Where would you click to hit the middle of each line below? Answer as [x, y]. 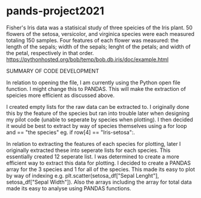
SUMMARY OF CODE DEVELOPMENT [53, 71]
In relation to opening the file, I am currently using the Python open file [94, 83]
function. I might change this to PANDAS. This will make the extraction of [96, 89]
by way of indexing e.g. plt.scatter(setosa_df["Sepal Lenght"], [82, 175]
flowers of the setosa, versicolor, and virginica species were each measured [100, 33]
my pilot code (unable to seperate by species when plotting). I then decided [100, 119]
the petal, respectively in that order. [50, 53]
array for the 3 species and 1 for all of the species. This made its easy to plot [100, 169]
